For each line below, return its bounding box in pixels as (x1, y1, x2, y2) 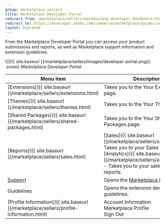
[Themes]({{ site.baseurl (7, 98, 64, 105)
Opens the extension (104, 184, 152, 191)
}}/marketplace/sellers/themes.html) (7, 104, 91, 111)
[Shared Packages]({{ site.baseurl (7, 112, 86, 119)
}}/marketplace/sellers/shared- (7, 118, 80, 125)
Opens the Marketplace (104, 177, 158, 183)
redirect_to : (5, 21, 32, 26)
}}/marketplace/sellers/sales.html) (7, 154, 86, 160)
